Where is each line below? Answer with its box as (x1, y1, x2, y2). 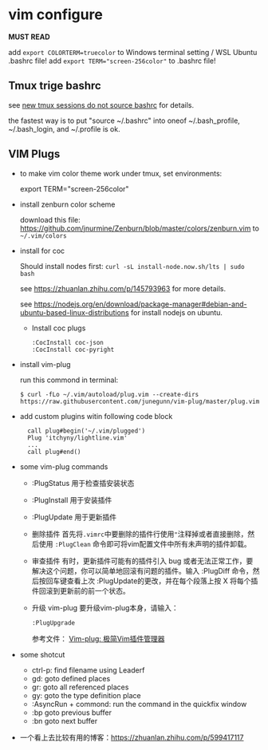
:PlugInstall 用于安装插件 (31, 495, 112, 504)
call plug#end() (27, 448, 81, 456)
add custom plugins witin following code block (19, 411, 173, 420)
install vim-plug (19, 359, 71, 369)
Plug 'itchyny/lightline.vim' (27, 433, 128, 442)
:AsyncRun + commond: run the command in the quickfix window (31, 699, 247, 709)
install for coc (19, 246, 65, 255)
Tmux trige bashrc (8, 79, 101, 93)
